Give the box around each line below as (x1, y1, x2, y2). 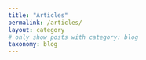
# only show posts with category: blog (8, 33, 139, 41)
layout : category (8, 26, 65, 34)
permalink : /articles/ (8, 19, 82, 26)
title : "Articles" (8, 11, 68, 19)
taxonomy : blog (8, 41, 58, 48)
